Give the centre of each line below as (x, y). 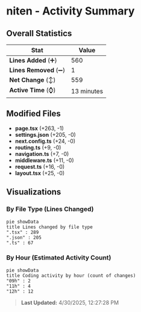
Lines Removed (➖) (37, 70)
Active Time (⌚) (33, 90)
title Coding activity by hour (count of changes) (71, 275)
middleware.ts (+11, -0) (44, 160)
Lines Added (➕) (33, 60)
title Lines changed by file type (50, 227)
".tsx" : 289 (23, 232)
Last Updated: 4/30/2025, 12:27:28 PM (70, 302)
